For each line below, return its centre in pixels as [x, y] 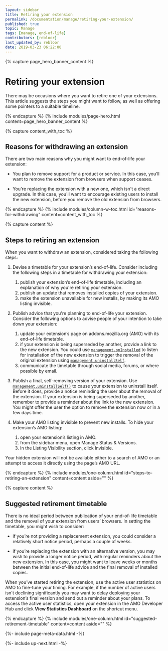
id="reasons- [142, 209]
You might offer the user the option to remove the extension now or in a [86, 407]
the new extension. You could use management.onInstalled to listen [89, 350]
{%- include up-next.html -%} [36, 643]
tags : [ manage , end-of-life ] [36, 33]
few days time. [28, 413]
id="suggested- [141, 618]
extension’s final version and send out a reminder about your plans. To [78, 598]
